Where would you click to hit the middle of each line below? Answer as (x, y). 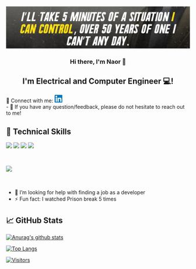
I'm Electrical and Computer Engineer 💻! (98, 81)
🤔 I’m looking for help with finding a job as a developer (80, 192)
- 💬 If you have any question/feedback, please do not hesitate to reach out (95, 107)
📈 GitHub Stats (34, 220)
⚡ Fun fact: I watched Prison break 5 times (65, 199)
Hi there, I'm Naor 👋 (98, 61)
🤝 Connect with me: (30, 101)
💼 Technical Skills (39, 131)
